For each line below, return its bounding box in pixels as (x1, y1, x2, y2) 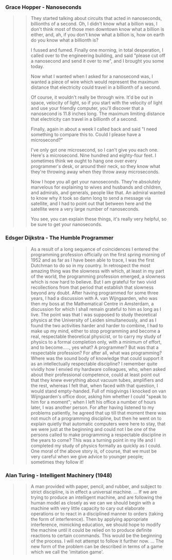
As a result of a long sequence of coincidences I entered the (30, 246, 159, 252)
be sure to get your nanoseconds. (30, 221, 103, 228)
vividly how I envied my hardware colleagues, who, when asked (30, 366, 166, 372)
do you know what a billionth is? (30, 37, 99, 43)
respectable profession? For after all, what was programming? (30, 349, 162, 356)
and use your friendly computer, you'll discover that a (30, 105, 144, 111)
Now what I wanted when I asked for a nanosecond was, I (30, 73, 153, 80)
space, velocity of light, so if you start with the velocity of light (30, 100, 163, 106)
